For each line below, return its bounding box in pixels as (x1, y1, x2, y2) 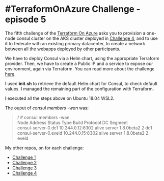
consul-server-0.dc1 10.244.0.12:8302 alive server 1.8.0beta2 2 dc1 (17, 124, 152, 131)
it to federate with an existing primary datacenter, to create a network (5, 40, 146, 46)
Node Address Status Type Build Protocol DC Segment (17, 120, 128, 125)
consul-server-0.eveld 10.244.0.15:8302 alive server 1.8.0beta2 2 (17, 130, 149, 136)
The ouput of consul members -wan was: (5, 105, 89, 111)
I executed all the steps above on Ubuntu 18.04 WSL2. (5, 95, 114, 101)
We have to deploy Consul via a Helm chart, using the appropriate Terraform (5, 55, 160, 61)
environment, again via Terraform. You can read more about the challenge (5, 65, 155, 72)
